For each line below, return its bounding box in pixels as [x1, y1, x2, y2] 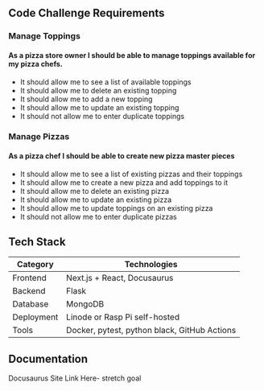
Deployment [12, 311, 59, 323]
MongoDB [65, 298, 105, 310]
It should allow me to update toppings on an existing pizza [19, 203, 213, 212]
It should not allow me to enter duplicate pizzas [19, 212, 177, 221]
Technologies [124, 259, 179, 270]
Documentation [8, 352, 89, 365]
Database [12, 298, 49, 310]
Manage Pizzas [8, 131, 70, 142]
